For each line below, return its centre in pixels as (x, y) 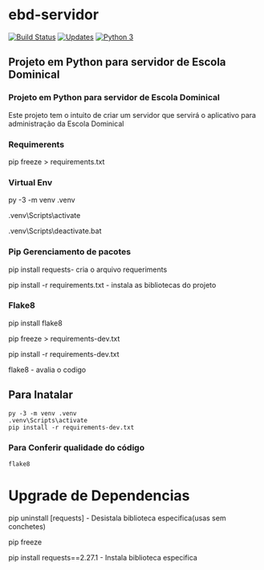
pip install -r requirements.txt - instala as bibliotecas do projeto (112, 285)
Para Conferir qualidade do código (77, 447)
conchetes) (27, 526)
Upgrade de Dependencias (99, 496)
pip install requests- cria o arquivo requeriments (88, 269)
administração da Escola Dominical (66, 123)
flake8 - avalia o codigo (47, 370)
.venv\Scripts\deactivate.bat (55, 231)
